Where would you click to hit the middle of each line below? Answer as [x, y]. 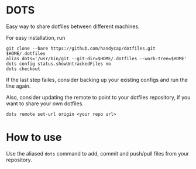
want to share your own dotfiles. [45, 104]
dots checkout [23, 69]
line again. [18, 86]
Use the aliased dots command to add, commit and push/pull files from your [97, 153]
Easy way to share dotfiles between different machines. [73, 26]
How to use [34, 137]
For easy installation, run [36, 37]
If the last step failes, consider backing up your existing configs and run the [97, 80]
